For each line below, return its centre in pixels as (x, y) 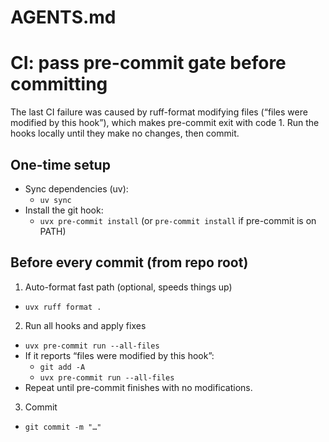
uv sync (55, 200)
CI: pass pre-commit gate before (148, 63)
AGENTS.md (63, 17)
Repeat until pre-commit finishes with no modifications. (138, 387)
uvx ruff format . (63, 307)
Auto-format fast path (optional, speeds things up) (128, 287)
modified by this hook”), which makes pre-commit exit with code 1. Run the (165, 123)
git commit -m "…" (63, 427)
